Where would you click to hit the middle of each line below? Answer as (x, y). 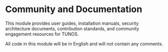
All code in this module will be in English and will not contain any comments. (84, 43)
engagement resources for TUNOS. (42, 34)
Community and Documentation (74, 9)
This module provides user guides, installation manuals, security (72, 23)
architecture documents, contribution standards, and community (72, 28)
